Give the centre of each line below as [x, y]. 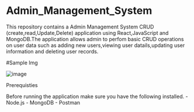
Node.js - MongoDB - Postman [43, 102]
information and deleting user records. [52, 51]
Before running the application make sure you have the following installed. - [97, 96]
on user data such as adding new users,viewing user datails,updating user [96, 45]
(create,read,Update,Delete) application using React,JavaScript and [87, 32]
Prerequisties [22, 85]
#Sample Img [22, 63]
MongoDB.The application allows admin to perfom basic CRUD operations [95, 39]
